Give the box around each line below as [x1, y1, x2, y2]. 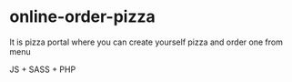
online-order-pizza [9, 6, 156, 27]
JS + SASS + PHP [9, 64, 76, 75]
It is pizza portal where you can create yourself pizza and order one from [9, 36, 284, 47]
